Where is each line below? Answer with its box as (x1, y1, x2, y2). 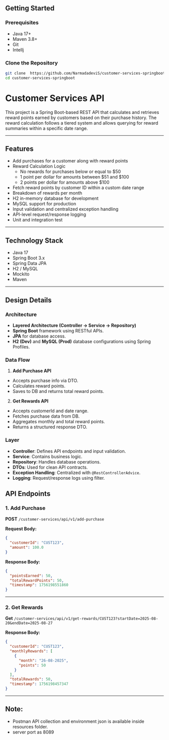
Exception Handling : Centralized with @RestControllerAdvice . (12, 469, 141, 476)
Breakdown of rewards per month (12, 190, 82, 196)
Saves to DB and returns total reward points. (12, 388, 105, 394)
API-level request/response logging (12, 211, 87, 217)
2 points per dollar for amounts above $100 (20, 179, 110, 186)
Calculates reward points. (12, 383, 66, 389)
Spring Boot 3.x (12, 255, 45, 261)
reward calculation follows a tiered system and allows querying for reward (5, 120, 158, 126)
